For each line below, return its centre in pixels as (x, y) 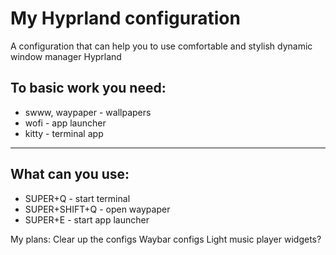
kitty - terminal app (64, 133)
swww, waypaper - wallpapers (88, 112)
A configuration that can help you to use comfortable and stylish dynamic (161, 46)
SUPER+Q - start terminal (77, 198)
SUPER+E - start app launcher (87, 219)
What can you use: (70, 174)
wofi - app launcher (65, 123)
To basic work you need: (88, 88)
